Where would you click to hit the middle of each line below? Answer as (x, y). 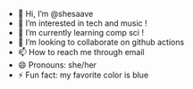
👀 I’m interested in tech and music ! (82, 23)
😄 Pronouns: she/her (57, 65)
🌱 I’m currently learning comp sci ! (81, 32)
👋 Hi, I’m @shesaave (55, 14)
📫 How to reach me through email (81, 52)
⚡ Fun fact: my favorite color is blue (83, 75)
